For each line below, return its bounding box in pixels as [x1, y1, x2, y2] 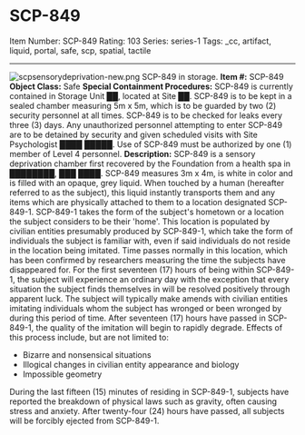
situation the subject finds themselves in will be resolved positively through [9, 283, 290, 294]
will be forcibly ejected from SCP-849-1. [9, 415, 160, 426]
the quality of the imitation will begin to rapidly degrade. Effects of [35, 321, 283, 332]
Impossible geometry [22, 369, 103, 380]
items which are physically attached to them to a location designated [9, 196, 267, 207]
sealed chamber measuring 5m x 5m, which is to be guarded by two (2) [9, 100, 277, 111]
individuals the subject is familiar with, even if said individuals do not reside [9, 235, 290, 246]
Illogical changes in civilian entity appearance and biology [22, 359, 240, 370]
